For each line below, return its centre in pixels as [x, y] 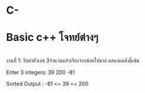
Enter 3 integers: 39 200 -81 [41, 72]
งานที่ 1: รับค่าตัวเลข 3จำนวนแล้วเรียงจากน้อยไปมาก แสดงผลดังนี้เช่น [73, 60]
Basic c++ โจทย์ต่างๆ [52, 38]
